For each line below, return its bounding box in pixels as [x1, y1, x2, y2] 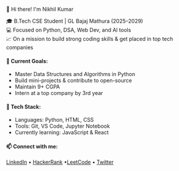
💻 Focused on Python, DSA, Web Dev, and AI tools [6, 27, 131, 33]
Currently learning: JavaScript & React [14, 129, 109, 136]
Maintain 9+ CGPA [14, 83, 61, 90]
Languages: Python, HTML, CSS [14, 116, 94, 123]
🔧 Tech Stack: [6, 103, 41, 110]
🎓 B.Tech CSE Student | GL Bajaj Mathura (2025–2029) [6, 18, 143, 24]
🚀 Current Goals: [6, 57, 48, 65]
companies [6, 44, 34, 50]
